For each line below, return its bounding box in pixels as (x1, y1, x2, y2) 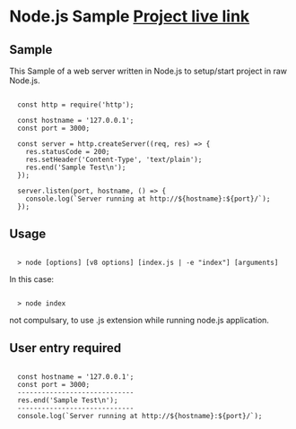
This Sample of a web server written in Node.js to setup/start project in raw (9, 65, 288, 76)
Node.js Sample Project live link (9, 6, 250, 27)
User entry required (9, 340, 122, 356)
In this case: (9, 273, 55, 284)
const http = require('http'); (17, 100, 135, 109)
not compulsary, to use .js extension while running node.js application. (9, 314, 269, 325)
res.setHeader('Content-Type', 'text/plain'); (25, 155, 203, 164)
